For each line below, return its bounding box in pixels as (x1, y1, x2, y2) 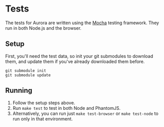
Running (5, 86, 33, 95)
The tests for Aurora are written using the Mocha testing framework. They (5, 20, 159, 26)
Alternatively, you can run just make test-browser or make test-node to (12, 110, 158, 116)
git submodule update (5, 73, 51, 78)
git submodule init (5, 68, 47, 73)
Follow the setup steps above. (12, 99, 75, 106)
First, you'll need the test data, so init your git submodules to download (5, 53, 153, 59)
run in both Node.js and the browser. (5, 25, 82, 31)
